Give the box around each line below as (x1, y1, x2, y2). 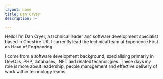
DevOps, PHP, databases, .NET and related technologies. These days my (5, 59, 151, 64)
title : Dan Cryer (5, 12, 40, 16)
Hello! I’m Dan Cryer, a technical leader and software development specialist (5, 33, 158, 39)
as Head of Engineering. (5, 44, 54, 50)
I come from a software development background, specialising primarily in (5, 53, 154, 59)
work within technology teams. (5, 69, 67, 75)
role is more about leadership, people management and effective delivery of (5, 63, 157, 69)
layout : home (5, 7, 32, 12)
